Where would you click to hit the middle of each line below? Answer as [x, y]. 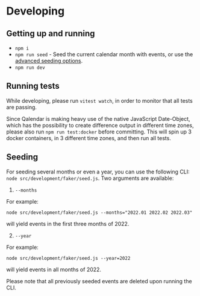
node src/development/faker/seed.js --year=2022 [68, 258]
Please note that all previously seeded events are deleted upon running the [99, 281]
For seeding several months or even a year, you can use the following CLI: [98, 172]
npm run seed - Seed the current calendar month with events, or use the [104, 54]
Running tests [33, 86]
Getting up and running [51, 34]
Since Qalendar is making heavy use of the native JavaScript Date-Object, [98, 118]
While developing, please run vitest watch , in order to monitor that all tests [99, 100]
